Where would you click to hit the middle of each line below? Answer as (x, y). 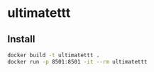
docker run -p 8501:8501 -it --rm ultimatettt (77, 61)
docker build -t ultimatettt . (54, 55)
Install (21, 39)
